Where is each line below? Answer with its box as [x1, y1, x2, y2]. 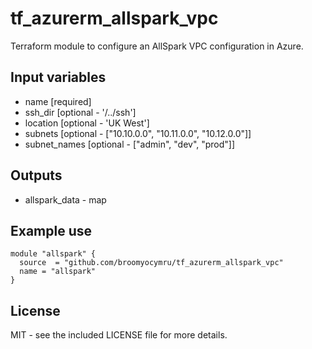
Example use [10, 222, 93, 239]
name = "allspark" [19, 267, 97, 277]
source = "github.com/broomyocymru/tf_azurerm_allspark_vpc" [19, 258, 284, 268]
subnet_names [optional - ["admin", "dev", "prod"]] [24, 138, 236, 150]
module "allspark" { [10, 249, 97, 259]
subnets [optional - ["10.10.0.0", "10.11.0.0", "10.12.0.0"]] [24, 127, 252, 139]
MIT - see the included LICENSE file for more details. [10, 329, 228, 341]
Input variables [10, 69, 107, 86]
